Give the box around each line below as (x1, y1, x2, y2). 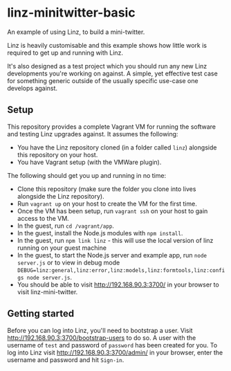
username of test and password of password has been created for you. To (7, 341, 218, 349)
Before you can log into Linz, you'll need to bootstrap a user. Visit (7, 326, 193, 334)
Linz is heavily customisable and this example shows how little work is (7, 41, 207, 49)
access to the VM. (17, 214, 69, 222)
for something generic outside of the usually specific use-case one (7, 76, 198, 84)
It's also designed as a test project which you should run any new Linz (7, 62, 207, 70)
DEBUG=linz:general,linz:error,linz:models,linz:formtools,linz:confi (17, 266, 225, 274)
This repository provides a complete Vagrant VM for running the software (7, 123, 216, 131)
